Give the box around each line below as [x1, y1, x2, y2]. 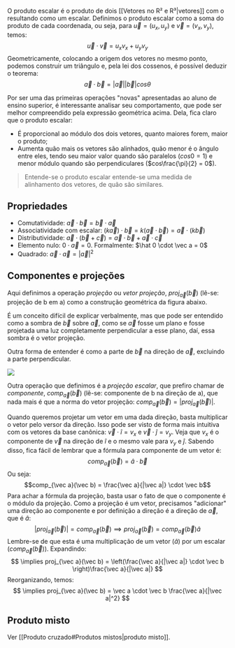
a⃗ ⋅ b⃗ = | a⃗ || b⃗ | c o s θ [83, 80, 152, 88]
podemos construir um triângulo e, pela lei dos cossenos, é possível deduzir [7, 62, 227, 70]
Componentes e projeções [7, 270, 125, 282]
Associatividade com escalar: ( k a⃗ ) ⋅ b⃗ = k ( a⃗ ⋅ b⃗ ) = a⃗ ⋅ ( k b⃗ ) [17, 226, 206, 234]
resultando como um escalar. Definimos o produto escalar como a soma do [7, 14, 224, 22]
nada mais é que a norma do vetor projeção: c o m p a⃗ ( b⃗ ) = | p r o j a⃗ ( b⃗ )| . [7, 397, 215, 408]
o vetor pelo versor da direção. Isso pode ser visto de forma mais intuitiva [7, 421, 220, 429]
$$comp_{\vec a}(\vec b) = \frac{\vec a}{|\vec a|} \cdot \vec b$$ [24, 480, 211, 489]
